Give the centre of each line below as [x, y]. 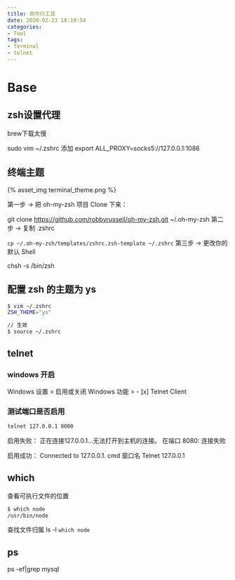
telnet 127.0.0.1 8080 [40, 426]
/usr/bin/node [28, 515]
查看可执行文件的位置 [38, 496]
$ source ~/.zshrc [34, 332]
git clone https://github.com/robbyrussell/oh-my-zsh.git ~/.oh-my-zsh [109, 219]
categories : [25, 27]
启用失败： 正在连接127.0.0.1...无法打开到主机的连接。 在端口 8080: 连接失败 [117, 440]
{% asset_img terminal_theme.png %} [62, 189]
